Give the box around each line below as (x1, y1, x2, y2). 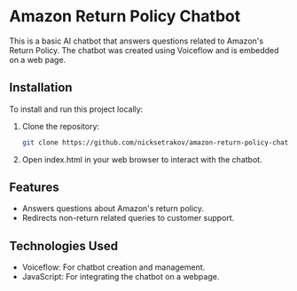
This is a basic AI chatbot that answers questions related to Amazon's (9, 35, 264, 46)
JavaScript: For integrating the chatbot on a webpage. (21, 271, 220, 282)
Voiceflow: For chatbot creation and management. (21, 262, 206, 272)
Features (9, 180, 59, 195)
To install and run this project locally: (9, 104, 144, 114)
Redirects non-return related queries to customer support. (21, 213, 235, 224)
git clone (21, 138, 59, 147)
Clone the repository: (21, 121, 100, 131)
